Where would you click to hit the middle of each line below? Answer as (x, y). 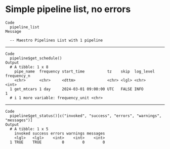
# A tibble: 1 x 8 (29, 67)
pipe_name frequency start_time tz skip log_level (85, 71)
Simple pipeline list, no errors (68, 9)
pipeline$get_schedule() (36, 58)
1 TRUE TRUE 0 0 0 (57, 142)
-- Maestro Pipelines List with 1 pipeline (56, 40)
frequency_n (18, 76)
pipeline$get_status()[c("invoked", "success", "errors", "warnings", (86, 116)
